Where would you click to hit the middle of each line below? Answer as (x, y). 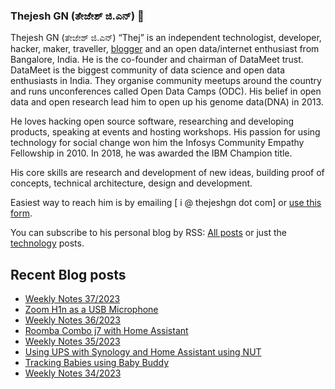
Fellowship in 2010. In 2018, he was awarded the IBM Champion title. (151, 153)
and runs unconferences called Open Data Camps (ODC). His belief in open (166, 91)
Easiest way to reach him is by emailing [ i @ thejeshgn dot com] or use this (166, 203)
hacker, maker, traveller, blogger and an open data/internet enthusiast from (165, 49)
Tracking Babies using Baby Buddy (97, 363)
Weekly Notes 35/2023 (72, 341)
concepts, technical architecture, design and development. (131, 183)
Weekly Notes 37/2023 (72, 299)
